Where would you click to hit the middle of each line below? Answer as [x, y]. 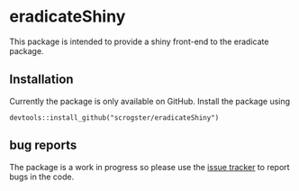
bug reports [43, 146]
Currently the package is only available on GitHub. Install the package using [150, 101]
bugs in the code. [42, 177]
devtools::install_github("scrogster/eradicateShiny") [114, 118]
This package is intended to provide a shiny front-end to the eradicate [139, 41]
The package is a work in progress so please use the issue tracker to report [149, 167]
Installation [41, 80]
